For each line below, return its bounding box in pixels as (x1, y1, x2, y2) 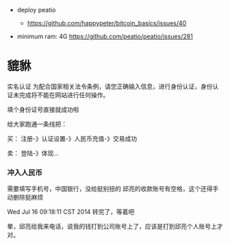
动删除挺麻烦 (7, 193, 43, 201)
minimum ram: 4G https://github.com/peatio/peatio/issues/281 (16, 32, 193, 40)
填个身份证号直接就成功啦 (7, 105, 79, 114)
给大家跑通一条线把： (7, 120, 67, 128)
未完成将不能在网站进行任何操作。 (12, 90, 110, 99)
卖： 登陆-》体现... (7, 149, 60, 157)
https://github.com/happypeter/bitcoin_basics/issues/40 (27, 19, 187, 27)
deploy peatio (16, 6, 56, 14)
